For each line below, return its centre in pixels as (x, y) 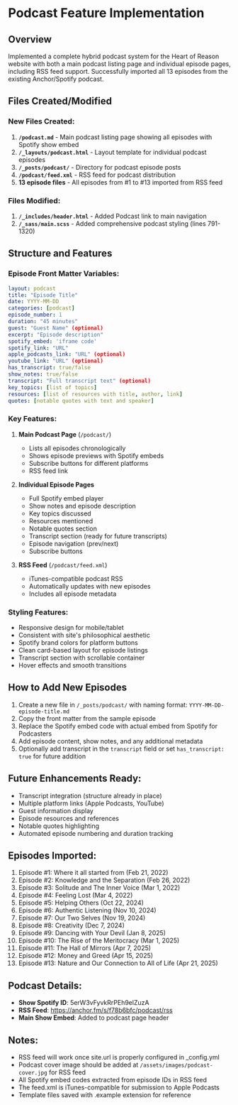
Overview (30, 39)
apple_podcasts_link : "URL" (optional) (67, 354)
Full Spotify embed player (66, 498)
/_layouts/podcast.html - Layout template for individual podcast (113, 152)
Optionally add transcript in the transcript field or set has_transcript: (121, 749)
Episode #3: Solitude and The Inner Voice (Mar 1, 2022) (99, 888)
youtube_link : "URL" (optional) (56, 361)
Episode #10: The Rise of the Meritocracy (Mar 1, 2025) (99, 941)
